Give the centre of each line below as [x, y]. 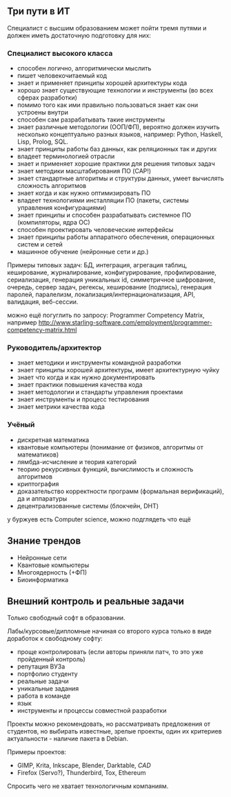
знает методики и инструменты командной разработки [99, 363]
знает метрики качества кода [61, 407]
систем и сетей [40, 244]
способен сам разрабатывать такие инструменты [91, 119]
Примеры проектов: [37, 752]
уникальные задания [48, 689]
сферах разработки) [47, 98]
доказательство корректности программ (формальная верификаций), [120, 491]
